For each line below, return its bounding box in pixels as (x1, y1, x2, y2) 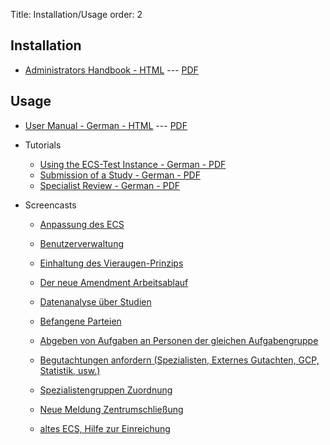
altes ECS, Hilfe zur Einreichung (39, 422, 171, 434)
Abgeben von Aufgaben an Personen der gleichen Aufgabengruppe (39, 334, 319, 346)
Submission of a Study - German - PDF (39, 169, 201, 181)
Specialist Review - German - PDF (39, 179, 180, 191)
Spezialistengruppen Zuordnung (39, 384, 173, 396)
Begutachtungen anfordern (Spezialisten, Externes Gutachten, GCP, (39, 354, 320, 366)
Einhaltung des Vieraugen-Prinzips (39, 257, 184, 269)
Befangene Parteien (39, 315, 122, 327)
